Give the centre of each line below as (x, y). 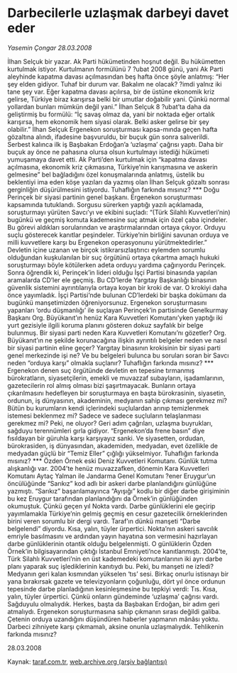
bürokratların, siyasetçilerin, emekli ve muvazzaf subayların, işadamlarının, (116, 378)
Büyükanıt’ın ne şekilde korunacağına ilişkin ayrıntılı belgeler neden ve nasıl (117, 340)
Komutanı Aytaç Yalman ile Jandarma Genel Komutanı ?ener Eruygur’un (111, 476)
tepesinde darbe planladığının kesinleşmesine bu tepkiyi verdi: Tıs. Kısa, (112, 589)
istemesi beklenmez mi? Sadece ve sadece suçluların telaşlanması (104, 416)
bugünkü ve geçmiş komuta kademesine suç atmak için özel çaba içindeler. (118, 219)
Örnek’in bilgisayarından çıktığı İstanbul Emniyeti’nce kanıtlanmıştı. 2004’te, (118, 551)
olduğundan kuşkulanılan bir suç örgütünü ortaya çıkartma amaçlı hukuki (114, 257)
